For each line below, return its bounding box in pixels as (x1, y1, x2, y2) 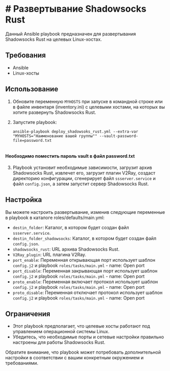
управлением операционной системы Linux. (12, 329, 109, 335)
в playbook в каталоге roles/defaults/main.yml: (5, 214, 105, 220)
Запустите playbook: (12, 119, 57, 125)
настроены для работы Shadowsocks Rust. (12, 339, 106, 345)
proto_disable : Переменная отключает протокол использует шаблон (12, 289, 163, 295)
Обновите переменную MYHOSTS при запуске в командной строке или (12, 98, 163, 105)
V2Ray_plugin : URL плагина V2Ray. (12, 251, 87, 258)
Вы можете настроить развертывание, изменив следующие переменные (5, 209, 165, 215)
